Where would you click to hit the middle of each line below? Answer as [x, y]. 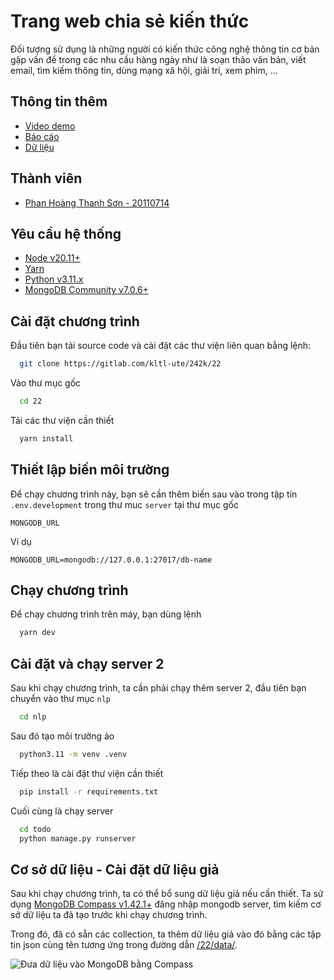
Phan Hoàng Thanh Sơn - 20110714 [97, 202]
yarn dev [37, 633]
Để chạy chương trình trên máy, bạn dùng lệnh [106, 614]
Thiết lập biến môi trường [90, 470]
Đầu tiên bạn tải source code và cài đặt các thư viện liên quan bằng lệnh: [161, 346]
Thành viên [46, 178]
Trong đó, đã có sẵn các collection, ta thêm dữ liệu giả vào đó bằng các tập [166, 934]
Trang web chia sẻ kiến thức [130, 21]
